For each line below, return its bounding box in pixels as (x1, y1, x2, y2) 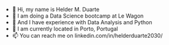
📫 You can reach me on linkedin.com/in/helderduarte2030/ (12, 32, 163, 39)
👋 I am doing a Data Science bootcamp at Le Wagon (12, 12, 144, 19)
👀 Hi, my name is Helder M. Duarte (12, 6, 100, 13)
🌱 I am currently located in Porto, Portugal (12, 25, 118, 32)
